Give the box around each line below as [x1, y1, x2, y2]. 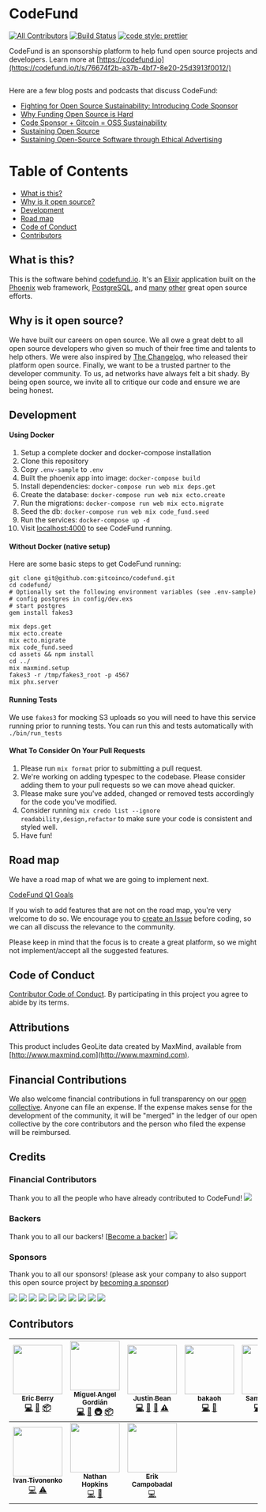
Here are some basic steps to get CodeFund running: [9, 559, 182, 569]
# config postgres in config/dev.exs [9, 595, 133, 603]
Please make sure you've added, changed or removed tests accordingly [20, 788, 255, 798]
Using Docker [9, 430, 54, 439]
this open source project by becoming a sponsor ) [9, 1278, 170, 1288]
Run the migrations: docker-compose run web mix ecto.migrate [20, 499, 224, 508]
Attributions [9, 1020, 70, 1034]
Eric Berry [21, 1394, 54, 1403]
